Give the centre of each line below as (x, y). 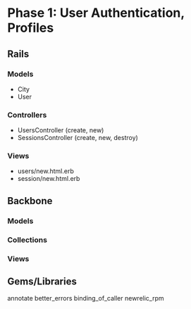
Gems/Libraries (42, 282)
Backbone (30, 201)
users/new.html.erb (45, 171)
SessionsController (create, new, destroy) (78, 138)
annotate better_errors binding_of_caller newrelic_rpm (86, 298)
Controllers (27, 115)
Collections (27, 239)
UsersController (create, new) (61, 130)
